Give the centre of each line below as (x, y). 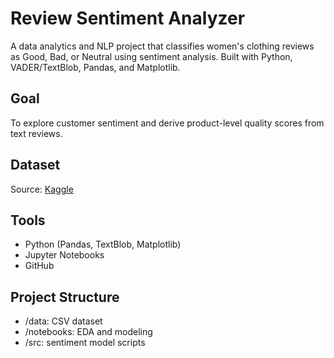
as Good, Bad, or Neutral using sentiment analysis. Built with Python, (151, 56)
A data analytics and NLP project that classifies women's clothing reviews (162, 46)
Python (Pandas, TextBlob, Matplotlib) (103, 244)
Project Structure (65, 297)
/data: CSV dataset (63, 321)
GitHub (39, 266)
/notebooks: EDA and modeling (88, 332)
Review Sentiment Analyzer (128, 18)
